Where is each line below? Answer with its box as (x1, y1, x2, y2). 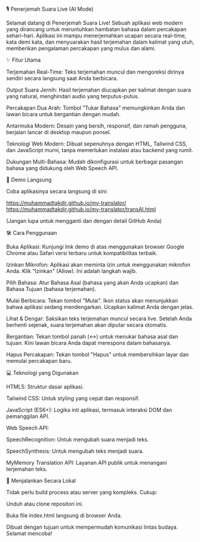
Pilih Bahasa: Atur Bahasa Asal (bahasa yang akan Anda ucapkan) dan (6, 279, 179, 286)
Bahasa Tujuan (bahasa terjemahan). (6, 286, 97, 292)
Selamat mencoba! (6, 530, 53, 537)
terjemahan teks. (6, 465, 48, 473)
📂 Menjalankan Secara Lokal (6, 477, 76, 484)
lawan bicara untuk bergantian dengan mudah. (6, 111, 121, 117)
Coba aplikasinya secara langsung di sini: (6, 188, 108, 195)
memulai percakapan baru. (6, 358, 72, 364)
